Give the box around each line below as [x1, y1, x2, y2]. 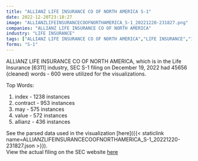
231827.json [6, 142, 35, 149]
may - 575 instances [14, 106, 65, 113]
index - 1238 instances [14, 93, 70, 100]
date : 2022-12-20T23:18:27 [6, 14, 72, 20]
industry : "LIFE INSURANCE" [6, 31, 75, 37]
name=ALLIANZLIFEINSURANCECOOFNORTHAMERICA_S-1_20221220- [6, 136, 181, 143]
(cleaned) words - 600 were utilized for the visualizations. [6, 70, 147, 77]
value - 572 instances [14, 111, 68, 119]
